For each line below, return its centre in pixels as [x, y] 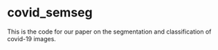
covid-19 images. [32, 38]
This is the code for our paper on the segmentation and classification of [109, 32]
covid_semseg [50, 13]
